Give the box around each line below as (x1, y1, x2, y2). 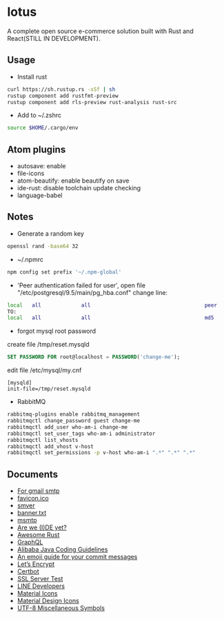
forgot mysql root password (17, 327, 96, 335)
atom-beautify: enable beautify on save (17, 176, 130, 185)
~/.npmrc (17, 255, 43, 263)
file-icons (17, 170, 45, 178)
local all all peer (7, 301, 217, 309)
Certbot (17, 567, 39, 576)
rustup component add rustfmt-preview (7, 92, 119, 99)
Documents (7, 468, 59, 480)
